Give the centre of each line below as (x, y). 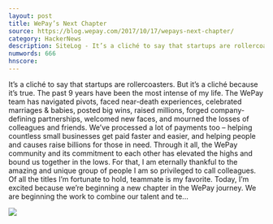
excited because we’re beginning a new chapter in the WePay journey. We (132, 187)
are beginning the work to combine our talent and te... (98, 196)
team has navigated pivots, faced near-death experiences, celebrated (125, 101)
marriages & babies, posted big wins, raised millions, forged (108, 110)
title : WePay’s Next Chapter (58, 24)
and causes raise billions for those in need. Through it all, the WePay (123, 144)
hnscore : (23, 62)
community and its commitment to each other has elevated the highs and (131, 153)
